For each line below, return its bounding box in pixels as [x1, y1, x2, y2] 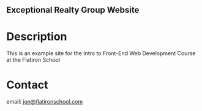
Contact [6, 78, 48, 91]
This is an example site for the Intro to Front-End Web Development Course [6, 50, 196, 57]
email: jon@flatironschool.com [6, 98, 83, 105]
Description [6, 29, 67, 44]
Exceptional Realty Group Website [6, 5, 140, 15]
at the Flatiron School [6, 56, 60, 64]
